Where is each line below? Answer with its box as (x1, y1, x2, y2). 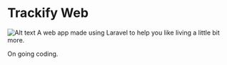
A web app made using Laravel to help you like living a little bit (36, 28, 220, 37)
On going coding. (7, 49, 59, 58)
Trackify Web (7, 5, 89, 21)
